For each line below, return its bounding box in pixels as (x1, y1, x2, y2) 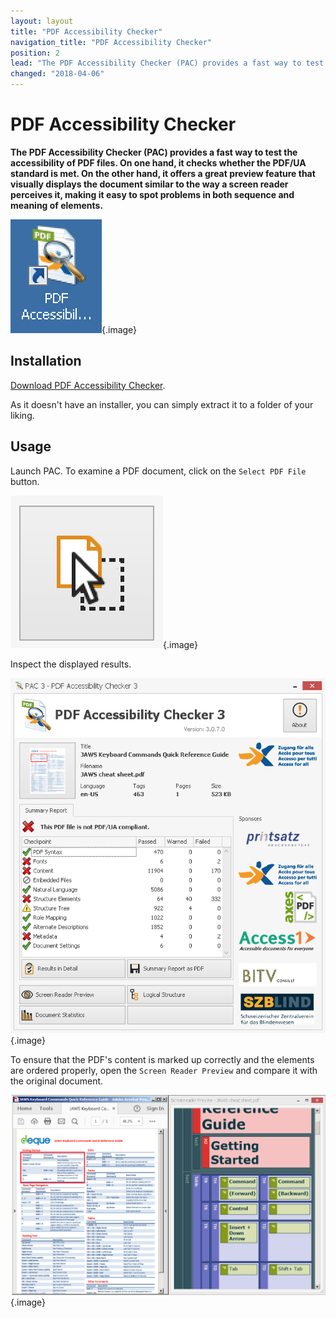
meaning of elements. (10, 199, 104, 211)
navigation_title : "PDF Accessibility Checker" (10, 37, 213, 47)
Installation (10, 353, 82, 370)
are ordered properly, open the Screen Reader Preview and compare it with (10, 1064, 318, 1076)
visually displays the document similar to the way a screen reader (10, 178, 289, 190)
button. (10, 475, 40, 487)
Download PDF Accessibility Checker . (10, 379, 166, 391)
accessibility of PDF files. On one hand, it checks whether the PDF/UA (10, 156, 307, 169)
